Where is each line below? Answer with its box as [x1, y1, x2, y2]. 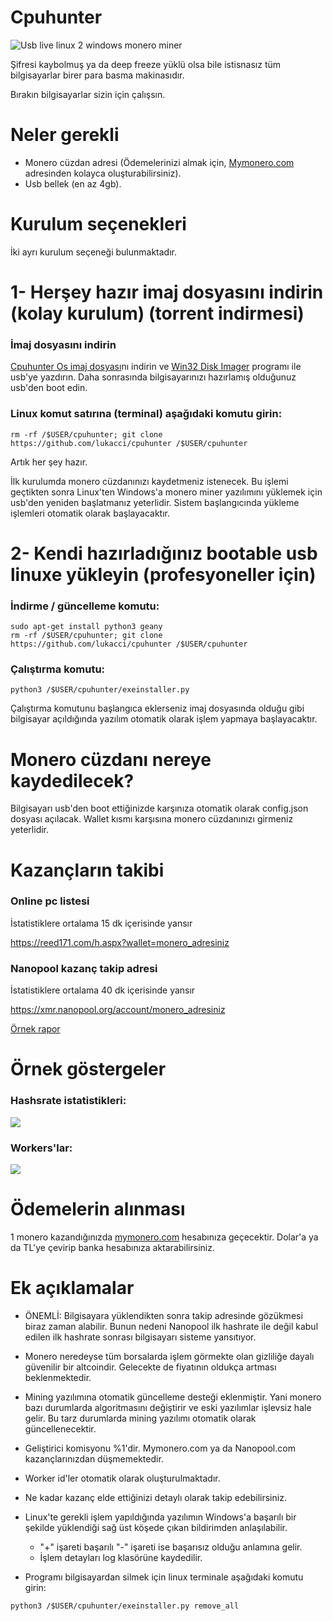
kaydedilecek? [10, 769, 135, 792]
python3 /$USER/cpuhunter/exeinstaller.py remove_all [10, 1601, 240, 1611]
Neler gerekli [10, 124, 120, 146]
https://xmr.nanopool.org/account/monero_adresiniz [10, 1004, 226, 1016]
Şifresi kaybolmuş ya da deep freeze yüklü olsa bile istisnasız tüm [10, 58, 282, 70]
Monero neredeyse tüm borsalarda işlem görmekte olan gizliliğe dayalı [24, 1350, 315, 1362]
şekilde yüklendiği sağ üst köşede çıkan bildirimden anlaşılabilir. [24, 1521, 288, 1533]
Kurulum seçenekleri [10, 213, 187, 236]
